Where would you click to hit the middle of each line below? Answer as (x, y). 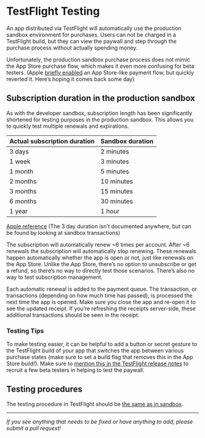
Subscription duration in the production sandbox (101, 98)
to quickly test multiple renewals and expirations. (68, 126)
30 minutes (117, 201)
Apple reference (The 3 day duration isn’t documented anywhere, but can (99, 226)
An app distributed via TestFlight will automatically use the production (94, 28)
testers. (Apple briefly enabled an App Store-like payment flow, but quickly (100, 72)
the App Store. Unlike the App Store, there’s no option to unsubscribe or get (101, 264)
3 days (19, 151)
